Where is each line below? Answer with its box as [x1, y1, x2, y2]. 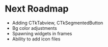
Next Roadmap [5, 3, 69, 15]
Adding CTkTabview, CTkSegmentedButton [12, 20, 103, 26]
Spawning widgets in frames [12, 30, 72, 36]
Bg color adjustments [12, 25, 57, 31]
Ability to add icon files [12, 36, 61, 42]
